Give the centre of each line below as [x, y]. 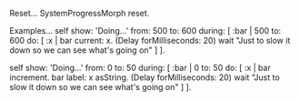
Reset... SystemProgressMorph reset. [80, 13]
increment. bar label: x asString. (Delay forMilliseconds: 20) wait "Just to [145, 77]
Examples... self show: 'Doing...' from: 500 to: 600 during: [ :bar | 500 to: [145, 30]
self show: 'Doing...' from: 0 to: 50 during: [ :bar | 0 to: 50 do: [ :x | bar [140, 68]
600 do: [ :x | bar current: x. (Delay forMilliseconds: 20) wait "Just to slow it [150, 40]
